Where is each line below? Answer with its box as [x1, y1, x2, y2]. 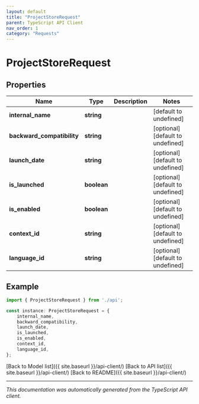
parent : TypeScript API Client [6, 20, 84, 25]
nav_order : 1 [6, 25, 38, 31]
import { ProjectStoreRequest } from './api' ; [6, 297, 123, 303]
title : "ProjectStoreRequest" [6, 14, 81, 20]
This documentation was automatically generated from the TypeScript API [6, 386, 188, 393]
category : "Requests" [6, 31, 60, 37]
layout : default [6, 8, 46, 15]
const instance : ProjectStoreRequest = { [6, 307, 110, 314]
